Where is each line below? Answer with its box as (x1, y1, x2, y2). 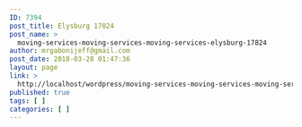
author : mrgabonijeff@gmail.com (9, 47, 130, 55)
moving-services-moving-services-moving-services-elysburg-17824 (17, 38, 268, 47)
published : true (9, 88, 70, 97)
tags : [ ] (9, 96, 47, 106)
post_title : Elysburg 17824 (9, 21, 115, 30)
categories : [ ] (9, 105, 70, 114)
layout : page (9, 63, 58, 72)
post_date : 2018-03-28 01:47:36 (9, 55, 130, 63)
